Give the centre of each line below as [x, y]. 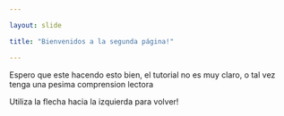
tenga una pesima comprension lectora [82, 84]
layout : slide [36, 25]
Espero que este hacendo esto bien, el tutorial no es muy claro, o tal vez [142, 75]
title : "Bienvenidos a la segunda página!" [92, 41]
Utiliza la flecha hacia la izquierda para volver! [94, 101]
